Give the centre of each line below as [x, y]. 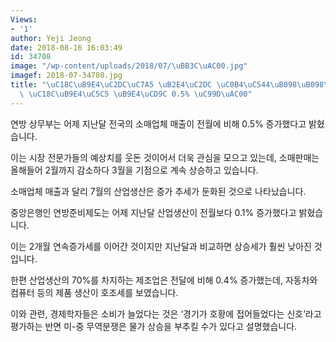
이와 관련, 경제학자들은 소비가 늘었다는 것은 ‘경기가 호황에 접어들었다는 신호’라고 [166, 313]
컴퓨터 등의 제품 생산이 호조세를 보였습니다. [94, 292]
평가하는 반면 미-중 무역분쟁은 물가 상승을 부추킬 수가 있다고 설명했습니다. [154, 326]
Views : [24, 19]
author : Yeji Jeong [51, 38]
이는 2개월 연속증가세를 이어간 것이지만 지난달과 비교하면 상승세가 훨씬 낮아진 [161, 246]
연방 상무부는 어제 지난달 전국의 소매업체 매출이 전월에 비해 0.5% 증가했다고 [158, 123]
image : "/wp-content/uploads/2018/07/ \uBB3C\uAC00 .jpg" [129, 66]
